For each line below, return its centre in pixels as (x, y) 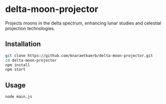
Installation (23, 44)
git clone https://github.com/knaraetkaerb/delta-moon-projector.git (79, 55)
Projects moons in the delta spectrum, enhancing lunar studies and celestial (83, 23)
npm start (15, 69)
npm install (17, 65)
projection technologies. (30, 28)
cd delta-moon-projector (31, 60)
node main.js (19, 97)
